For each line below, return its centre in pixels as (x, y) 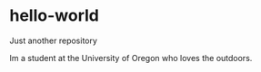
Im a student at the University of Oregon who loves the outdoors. (131, 58)
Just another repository (54, 40)
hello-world (55, 16)
